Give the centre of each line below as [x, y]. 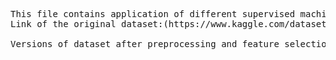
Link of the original [63, 24]
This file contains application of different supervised [153, 14]
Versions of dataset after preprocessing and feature [145, 44]
